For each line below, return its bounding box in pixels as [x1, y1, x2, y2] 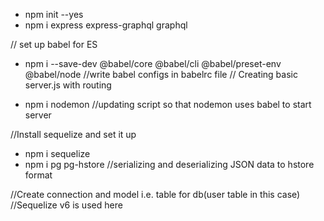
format [24, 169, 53, 181]
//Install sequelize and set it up [10, 129, 137, 140]
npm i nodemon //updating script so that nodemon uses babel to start [24, 99, 312, 110]
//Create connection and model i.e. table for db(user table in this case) [10, 189, 301, 200]
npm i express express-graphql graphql [24, 19, 188, 31]
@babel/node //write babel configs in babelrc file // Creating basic [24, 69, 298, 80]
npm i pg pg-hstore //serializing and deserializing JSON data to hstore [24, 159, 315, 170]
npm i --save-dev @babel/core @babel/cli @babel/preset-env [24, 58, 282, 69]
